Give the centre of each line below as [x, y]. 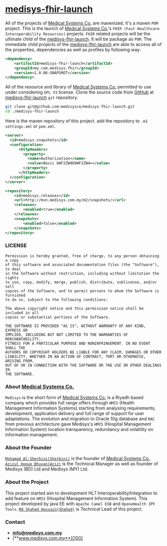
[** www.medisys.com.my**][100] [48, 538]
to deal [13, 269]
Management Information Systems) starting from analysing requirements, [81, 408]
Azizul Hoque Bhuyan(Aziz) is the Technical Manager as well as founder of [82, 464]
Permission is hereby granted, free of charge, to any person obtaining [82, 256]
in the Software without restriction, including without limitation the [82, 273]
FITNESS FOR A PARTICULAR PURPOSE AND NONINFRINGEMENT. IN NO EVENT [78, 343]
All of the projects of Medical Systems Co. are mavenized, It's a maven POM [82, 23]
